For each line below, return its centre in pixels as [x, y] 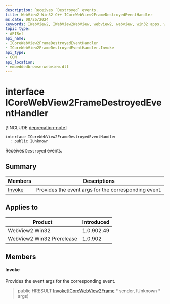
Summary [21, 166]
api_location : [20, 62]
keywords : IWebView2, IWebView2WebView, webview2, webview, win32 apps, [83, 24]
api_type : [16, 52]
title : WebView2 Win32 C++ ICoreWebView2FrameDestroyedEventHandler [79, 15]
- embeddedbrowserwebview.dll [37, 67]
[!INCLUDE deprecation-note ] [36, 128]
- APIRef [14, 34]
